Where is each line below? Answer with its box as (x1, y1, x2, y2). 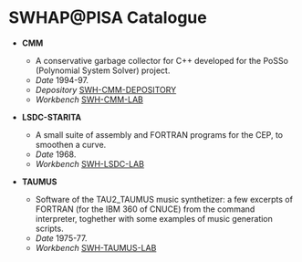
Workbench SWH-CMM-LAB (35, 94, 143, 105)
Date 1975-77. (35, 232, 88, 244)
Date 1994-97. (35, 74, 89, 85)
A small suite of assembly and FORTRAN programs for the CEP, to (35, 129, 284, 140)
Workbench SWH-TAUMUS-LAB (35, 242, 157, 253)
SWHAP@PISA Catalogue (8, 7, 207, 28)
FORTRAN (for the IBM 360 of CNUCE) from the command (35, 204, 255, 215)
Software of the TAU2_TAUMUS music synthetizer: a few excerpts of (35, 194, 294, 204)
